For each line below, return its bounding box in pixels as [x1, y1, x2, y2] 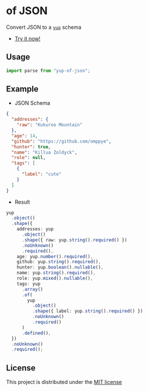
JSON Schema [14, 100, 51, 107]
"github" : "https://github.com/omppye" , [11, 138, 112, 144]
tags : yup [16, 281, 41, 287]
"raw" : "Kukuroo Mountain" [16, 122, 83, 128]
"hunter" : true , [11, 144, 51, 150]
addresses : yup [16, 226, 54, 232]
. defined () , [21, 330, 51, 336]
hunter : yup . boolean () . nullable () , [16, 264, 104, 270]
